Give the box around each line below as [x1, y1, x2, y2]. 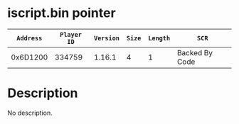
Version [93, 34, 119, 42]
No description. [7, 108, 53, 117]
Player [59, 30, 83, 38]
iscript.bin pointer [7, 5, 116, 21]
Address [16, 34, 43, 42]
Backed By [176, 47, 213, 57]
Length [148, 34, 171, 42]
